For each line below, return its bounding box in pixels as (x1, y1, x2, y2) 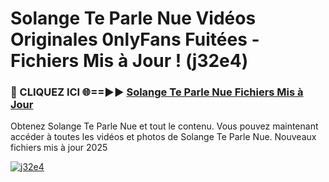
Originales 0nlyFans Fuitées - (10, 28, 260, 51)
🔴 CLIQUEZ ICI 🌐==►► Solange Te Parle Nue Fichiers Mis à (10, 85, 304, 99)
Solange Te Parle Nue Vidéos (10, 7, 257, 30)
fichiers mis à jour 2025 (10, 142, 108, 154)
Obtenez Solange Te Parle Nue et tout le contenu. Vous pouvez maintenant (10, 120, 319, 132)
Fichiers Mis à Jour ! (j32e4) (10, 50, 249, 72)
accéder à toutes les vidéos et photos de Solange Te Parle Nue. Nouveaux (10, 131, 317, 143)
